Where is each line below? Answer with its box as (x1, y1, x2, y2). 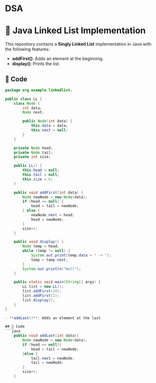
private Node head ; (14, 145, 53, 150)
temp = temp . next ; (31, 257, 68, 262)
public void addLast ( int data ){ (14, 333, 79, 338)
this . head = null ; (22, 168, 60, 173)
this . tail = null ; (22, 173, 60, 177)
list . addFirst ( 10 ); (22, 289, 62, 294)
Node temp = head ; (22, 244, 60, 249)
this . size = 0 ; (22, 176, 53, 182)
